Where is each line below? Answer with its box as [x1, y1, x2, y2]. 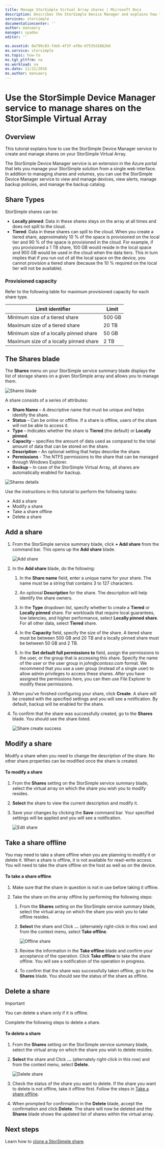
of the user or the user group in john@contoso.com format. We [19, 660, 147, 666]
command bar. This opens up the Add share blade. [12, 546, 115, 552]
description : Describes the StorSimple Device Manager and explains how [5, 12, 157, 17]
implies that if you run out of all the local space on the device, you [12, 254, 146, 261]
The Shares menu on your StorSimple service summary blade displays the [5, 368, 156, 373]
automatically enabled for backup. [12, 469, 82, 475]
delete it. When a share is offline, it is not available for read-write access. [5, 857, 153, 863]
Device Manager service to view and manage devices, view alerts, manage [5, 176, 157, 182]
